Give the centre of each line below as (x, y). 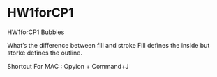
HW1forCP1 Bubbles (36, 32)
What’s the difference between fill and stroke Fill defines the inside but (108, 45)
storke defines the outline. (45, 53)
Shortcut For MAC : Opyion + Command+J (68, 66)
